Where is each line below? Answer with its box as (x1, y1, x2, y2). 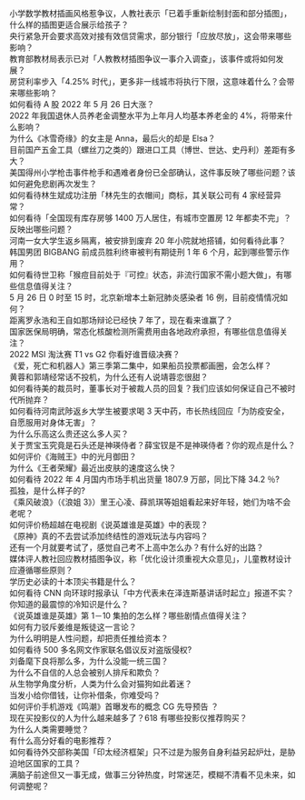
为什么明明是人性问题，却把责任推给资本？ (9, 633, 169, 644)
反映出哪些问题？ (9, 224, 74, 235)
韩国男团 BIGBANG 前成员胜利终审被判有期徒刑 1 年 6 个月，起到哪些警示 (9, 246, 282, 257)
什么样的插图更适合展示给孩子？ (9, 19, 129, 30)
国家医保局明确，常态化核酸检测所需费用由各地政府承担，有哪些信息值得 (9, 326, 280, 336)
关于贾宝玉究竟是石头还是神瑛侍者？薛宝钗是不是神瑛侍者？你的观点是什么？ (9, 440, 296, 450)
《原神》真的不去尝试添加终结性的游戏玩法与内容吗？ (9, 531, 209, 541)
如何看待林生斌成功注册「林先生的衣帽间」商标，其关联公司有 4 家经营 (9, 190, 274, 200)
